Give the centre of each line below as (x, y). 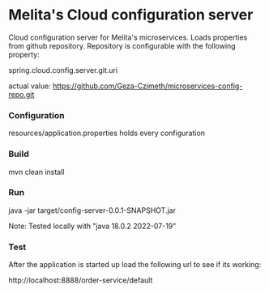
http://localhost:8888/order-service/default (81, 280)
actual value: (30, 86)
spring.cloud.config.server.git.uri (63, 70)
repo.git (21, 94)
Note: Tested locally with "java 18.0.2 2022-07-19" (92, 226)
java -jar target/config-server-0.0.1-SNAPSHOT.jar (92, 210)
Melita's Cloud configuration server (131, 15)
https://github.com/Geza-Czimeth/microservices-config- (147, 86)
